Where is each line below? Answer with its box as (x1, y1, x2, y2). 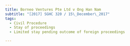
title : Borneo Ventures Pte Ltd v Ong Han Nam (5, 7, 101, 12)
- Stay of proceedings (9, 25, 56, 30)
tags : (5, 16, 16, 21)
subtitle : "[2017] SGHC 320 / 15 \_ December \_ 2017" (5, 12, 110, 16)
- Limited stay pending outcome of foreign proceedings (9, 30, 125, 34)
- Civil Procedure (9, 20, 47, 26)
